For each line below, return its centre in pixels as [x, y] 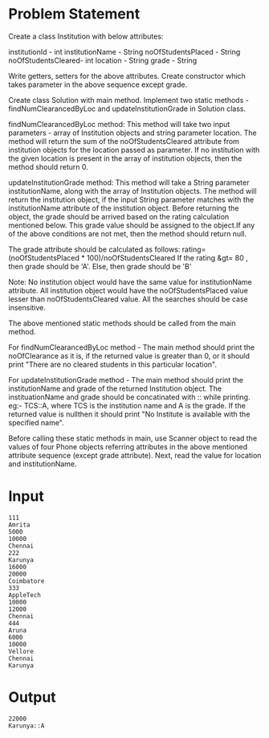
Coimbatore [26, 581]
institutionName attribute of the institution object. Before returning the [124, 208]
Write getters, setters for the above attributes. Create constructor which [127, 76]
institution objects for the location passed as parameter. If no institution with [134, 150]
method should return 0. [48, 166]
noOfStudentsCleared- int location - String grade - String [103, 60]
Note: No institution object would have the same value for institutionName [130, 281]
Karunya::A [26, 726]
